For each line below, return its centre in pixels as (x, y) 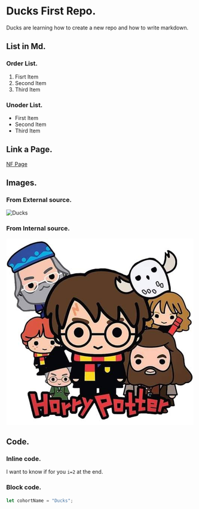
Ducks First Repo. (51, 11)
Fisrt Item (27, 77)
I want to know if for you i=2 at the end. (55, 472)
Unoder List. (25, 105)
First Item (27, 118)
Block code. (24, 487)
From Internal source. (38, 228)
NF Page (17, 164)
